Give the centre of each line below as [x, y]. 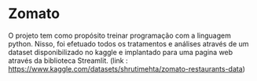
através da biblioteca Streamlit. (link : [68, 61]
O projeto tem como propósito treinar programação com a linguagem [120, 35]
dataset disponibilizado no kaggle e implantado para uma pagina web [121, 52]
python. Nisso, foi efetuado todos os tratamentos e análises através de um [128, 43]
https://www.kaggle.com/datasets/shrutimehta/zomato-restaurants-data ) [127, 68]
